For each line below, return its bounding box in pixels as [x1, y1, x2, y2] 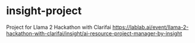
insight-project [6, 4, 82, 18]
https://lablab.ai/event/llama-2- [112, 24, 189, 31]
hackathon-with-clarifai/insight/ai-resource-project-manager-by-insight [6, 29, 183, 37]
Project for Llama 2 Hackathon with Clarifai [6, 24, 111, 31]
